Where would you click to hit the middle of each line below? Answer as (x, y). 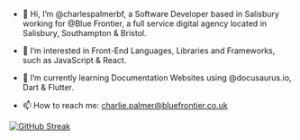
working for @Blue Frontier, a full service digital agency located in (145, 23)
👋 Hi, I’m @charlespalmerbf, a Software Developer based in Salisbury (150, 14)
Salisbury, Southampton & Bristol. (84, 33)
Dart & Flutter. (48, 87)
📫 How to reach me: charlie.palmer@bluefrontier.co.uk (125, 105)
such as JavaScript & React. (74, 60)
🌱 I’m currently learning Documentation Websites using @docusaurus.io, (157, 78)
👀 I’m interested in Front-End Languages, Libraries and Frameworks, (149, 51)
